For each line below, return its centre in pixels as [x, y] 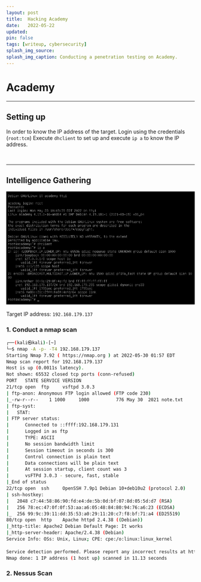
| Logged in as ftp [37, 432]
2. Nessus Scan [29, 574]
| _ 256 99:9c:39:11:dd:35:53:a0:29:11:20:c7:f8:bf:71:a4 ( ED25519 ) [93, 514]
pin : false [20, 38]
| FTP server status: [33, 419]
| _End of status [26, 482]
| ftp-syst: [21, 406]
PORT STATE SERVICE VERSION [44, 381]
